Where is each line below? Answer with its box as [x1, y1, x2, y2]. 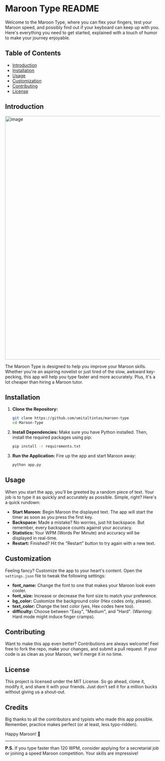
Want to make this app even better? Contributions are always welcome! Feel [5, 641, 159, 647]
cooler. [12, 588, 27, 593]
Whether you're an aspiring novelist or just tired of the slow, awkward [5, 368, 146, 374]
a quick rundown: [5, 499, 40, 505]
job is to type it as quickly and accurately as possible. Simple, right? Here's [5, 494, 157, 500]
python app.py [12, 462, 41, 467]
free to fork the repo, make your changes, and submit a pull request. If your [5, 646, 158, 652]
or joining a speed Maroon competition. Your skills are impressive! [5, 750, 138, 756]
